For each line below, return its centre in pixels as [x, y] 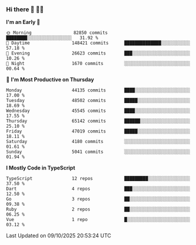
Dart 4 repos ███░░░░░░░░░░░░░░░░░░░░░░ [98, 189]
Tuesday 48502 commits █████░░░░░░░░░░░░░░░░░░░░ [98, 101]
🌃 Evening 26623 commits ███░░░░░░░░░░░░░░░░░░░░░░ [98, 53]
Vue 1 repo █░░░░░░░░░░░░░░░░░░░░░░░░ [98, 220]
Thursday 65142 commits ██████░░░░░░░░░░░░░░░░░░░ [98, 121]
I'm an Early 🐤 [23, 22]
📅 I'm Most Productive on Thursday [50, 80]
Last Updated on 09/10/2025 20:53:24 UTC [59, 236]
